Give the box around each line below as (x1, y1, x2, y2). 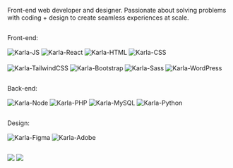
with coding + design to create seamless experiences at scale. (7, 13, 189, 22)
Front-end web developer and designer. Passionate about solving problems (7, 6, 227, 14)
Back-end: (7, 84, 37, 93)
